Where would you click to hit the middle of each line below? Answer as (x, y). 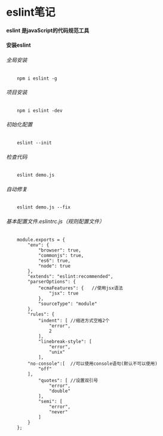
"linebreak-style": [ (65, 341)
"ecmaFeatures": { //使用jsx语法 (81, 288)
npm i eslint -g (37, 78)
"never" (58, 412)
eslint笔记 (31, 12)
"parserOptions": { (52, 281)
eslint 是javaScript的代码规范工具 (48, 30)
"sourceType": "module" (67, 304)
